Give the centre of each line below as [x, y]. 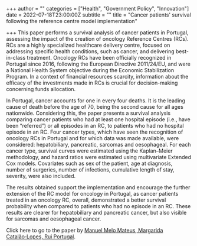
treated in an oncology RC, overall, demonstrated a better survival [86, 200]
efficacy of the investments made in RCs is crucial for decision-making [92, 83]
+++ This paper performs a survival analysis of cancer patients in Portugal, [97, 33]
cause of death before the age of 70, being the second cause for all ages [95, 107]
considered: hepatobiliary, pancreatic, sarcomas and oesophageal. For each [98, 145]
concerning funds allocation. [41, 89]
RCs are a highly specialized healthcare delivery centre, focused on [88, 45]
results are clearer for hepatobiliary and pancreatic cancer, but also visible [96, 213]
